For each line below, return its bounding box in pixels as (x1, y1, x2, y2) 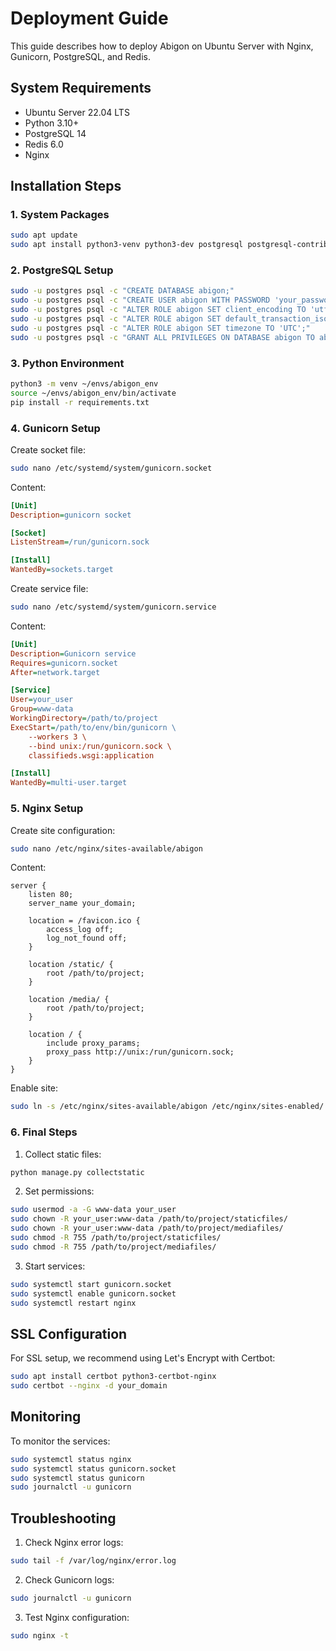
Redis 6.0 (24, 138, 64, 150)
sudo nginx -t (10, 1630, 70, 1641)
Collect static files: (24, 1148, 102, 1160)
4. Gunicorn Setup (10, 421, 101, 435)
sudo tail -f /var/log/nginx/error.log (10, 1556, 177, 1566)
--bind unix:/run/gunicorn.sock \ (28, 741, 172, 751)
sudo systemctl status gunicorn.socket (10, 1463, 177, 1474)
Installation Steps (10, 178, 122, 195)
